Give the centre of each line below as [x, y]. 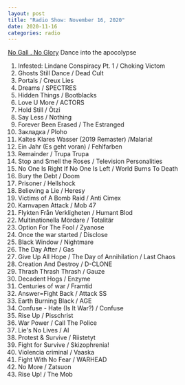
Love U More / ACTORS [51, 103]
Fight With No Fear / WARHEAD [62, 359]
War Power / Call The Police [57, 323]
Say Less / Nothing [45, 118]
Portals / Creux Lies [46, 81]
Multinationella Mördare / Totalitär [66, 220]
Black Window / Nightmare [56, 242]
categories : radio [34, 33]
